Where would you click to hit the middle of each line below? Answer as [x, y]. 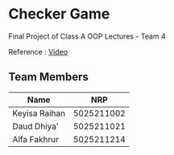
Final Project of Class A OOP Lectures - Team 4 [87, 36]
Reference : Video [38, 51]
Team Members [48, 77]
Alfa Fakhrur [35, 139]
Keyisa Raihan [39, 113]
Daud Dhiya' [35, 126]
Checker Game [59, 14]
